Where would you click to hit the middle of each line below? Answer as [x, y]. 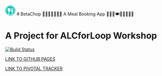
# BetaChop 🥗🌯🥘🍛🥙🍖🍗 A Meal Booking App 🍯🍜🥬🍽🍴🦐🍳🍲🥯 [75, 14]
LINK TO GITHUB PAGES [30, 59]
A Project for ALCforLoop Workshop [81, 36]
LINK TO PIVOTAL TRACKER [34, 68]
